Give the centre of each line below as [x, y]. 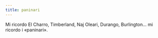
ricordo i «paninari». [26, 30]
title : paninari [23, 10]
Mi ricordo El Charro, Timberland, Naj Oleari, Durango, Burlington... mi [79, 24]
